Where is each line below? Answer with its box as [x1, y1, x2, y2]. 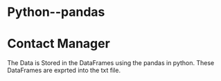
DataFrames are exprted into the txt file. [7, 66, 121, 75]
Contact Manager [7, 36, 111, 52]
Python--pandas [7, 4, 105, 20]
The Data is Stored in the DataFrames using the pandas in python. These [7, 59, 215, 67]
